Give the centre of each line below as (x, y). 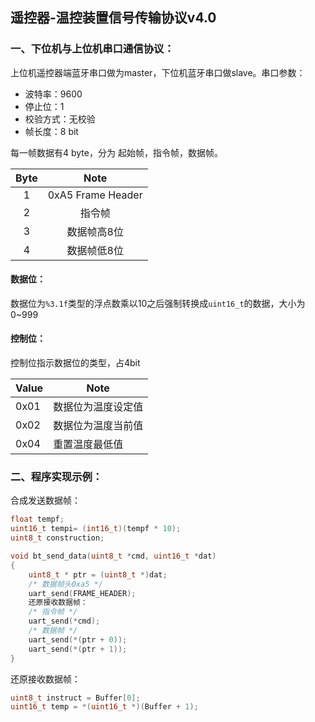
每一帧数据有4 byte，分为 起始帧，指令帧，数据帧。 (116, 152)
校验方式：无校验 (60, 119)
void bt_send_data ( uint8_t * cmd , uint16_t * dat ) (113, 556)
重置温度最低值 (88, 445)
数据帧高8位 (95, 231)
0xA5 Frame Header (95, 195)
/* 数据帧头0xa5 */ (65, 584)
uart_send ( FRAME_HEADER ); (82, 593)
